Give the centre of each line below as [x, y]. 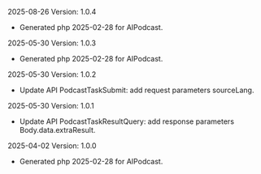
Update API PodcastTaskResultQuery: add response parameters [127, 121]
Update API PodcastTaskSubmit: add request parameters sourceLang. [137, 90]
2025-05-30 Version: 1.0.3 [52, 43]
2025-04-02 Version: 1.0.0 [52, 146]
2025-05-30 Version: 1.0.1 [51, 106]
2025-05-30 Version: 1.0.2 [52, 74]
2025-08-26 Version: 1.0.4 [52, 12]
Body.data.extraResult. [57, 130]
